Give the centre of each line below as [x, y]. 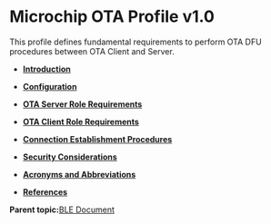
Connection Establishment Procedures [97, 139]
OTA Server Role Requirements [82, 104]
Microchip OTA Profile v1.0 [112, 17]
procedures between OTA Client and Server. [92, 51]
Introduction [46, 69]
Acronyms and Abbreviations [79, 174]
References [45, 191]
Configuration [50, 86]
